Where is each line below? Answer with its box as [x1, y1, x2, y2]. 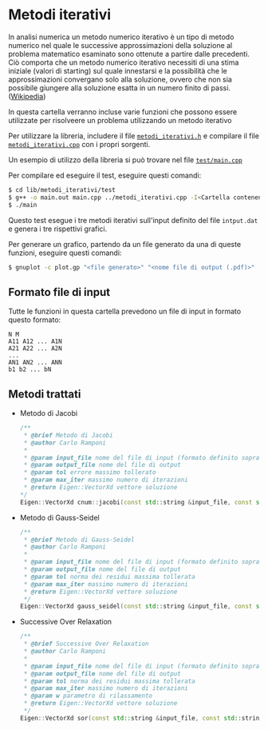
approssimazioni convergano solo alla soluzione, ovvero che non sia [8, 74, 233, 84]
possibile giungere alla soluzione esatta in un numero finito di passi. [8, 82, 231, 93]
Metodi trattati [8, 387, 81, 401]
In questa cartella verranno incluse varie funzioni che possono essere [8, 106, 238, 117]
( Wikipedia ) [8, 91, 46, 101]
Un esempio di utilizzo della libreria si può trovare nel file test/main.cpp [8, 154, 243, 165]
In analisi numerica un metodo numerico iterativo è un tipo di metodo [8, 32, 235, 42]
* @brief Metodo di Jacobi [23, 431, 113, 439]
